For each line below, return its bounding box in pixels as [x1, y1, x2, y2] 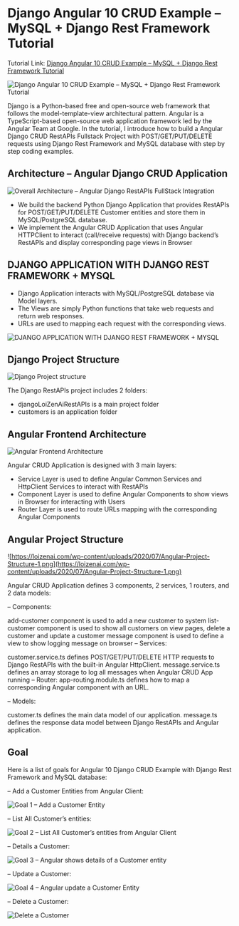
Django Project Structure [7, 353, 119, 365]
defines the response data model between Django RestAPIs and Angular [7, 718, 219, 727]
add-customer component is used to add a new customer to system [7, 616, 207, 625]
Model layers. [17, 296, 58, 305]
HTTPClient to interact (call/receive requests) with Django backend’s [17, 230, 219, 239]
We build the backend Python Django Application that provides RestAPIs [17, 200, 230, 209]
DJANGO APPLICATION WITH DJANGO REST [7, 259, 210, 271]
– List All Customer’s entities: [7, 814, 92, 823]
